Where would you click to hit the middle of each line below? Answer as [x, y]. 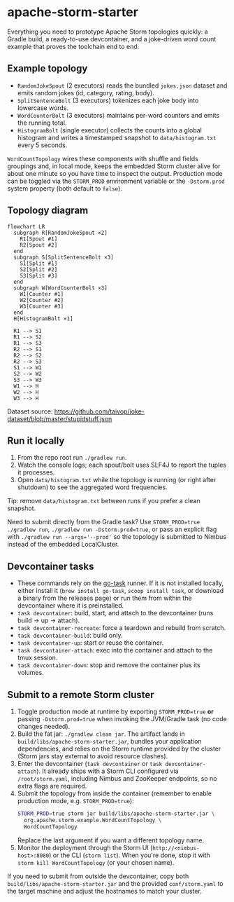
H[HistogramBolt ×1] [43, 319]
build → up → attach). [49, 620]
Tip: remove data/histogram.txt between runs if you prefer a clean [104, 501]
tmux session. [37, 658]
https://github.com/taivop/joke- [99, 411]
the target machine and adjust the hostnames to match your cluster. [105, 891]
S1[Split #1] [39, 264]
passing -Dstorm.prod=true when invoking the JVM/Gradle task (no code [122, 719]
